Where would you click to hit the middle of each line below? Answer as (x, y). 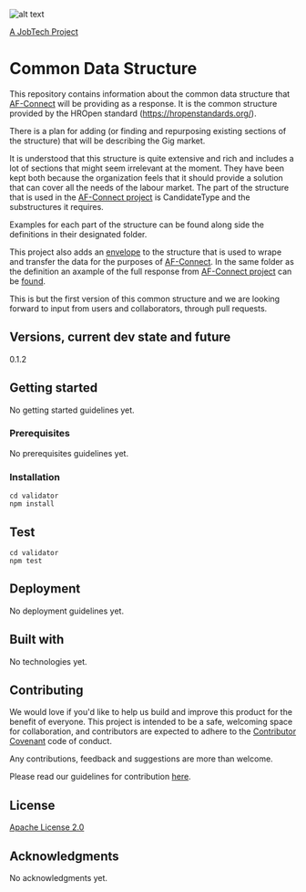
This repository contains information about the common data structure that (150, 94)
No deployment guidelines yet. (67, 611)
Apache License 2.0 (47, 827)
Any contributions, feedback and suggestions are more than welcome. (141, 759)
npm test (26, 561)
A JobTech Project (44, 31)
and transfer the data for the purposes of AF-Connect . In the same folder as (152, 261)
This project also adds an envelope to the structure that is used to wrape (146, 252)
